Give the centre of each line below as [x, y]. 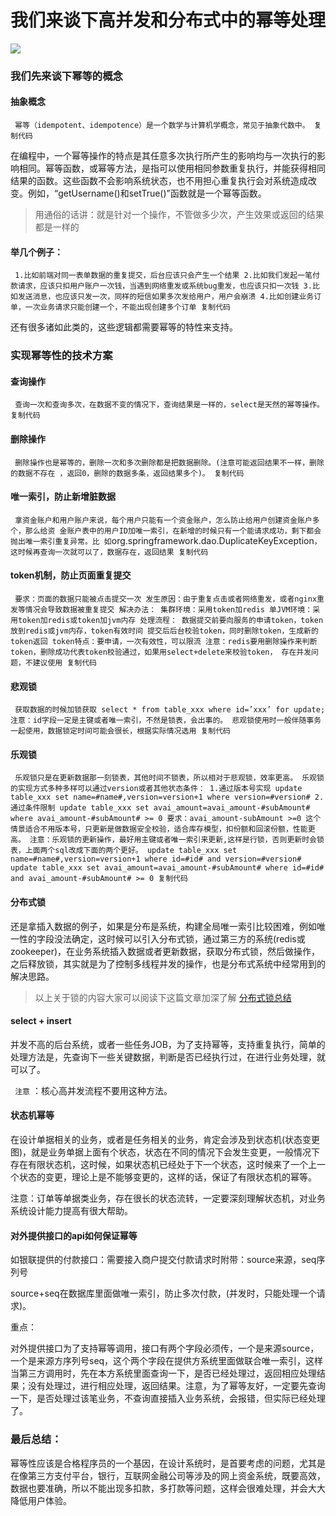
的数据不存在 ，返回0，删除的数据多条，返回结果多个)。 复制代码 [127, 473]
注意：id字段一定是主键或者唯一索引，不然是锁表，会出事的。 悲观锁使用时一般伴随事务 [166, 721]
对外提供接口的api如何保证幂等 [74, 1235]
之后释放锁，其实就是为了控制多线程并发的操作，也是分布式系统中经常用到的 [168, 963]
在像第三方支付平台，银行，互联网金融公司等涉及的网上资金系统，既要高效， [168, 1475]
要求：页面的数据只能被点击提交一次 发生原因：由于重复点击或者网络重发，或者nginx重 [169, 599]
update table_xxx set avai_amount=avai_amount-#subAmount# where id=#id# [167, 868]
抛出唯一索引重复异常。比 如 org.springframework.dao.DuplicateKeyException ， [166, 540]
